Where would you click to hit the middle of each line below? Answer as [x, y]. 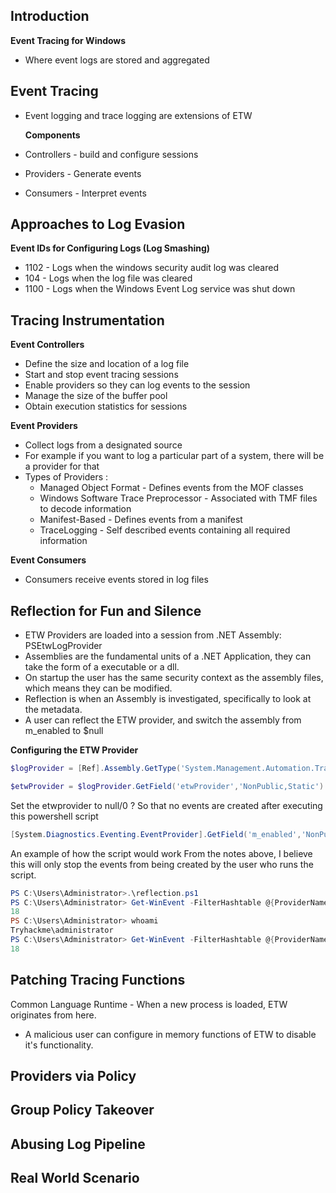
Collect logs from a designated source [103, 445]
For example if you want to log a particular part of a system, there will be [174, 456]
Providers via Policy [73, 1076]
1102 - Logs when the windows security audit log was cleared [151, 268]
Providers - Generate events [83, 173]
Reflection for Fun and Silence [106, 610]
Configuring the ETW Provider [74, 750]
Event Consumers [48, 560]
